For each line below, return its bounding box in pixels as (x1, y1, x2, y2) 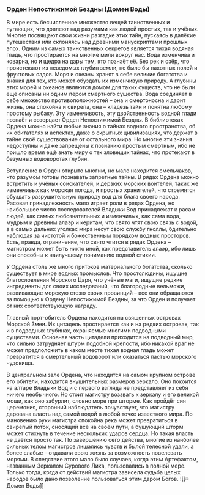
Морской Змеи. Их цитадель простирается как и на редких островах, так (6, 320, 199, 328)
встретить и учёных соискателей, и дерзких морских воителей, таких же (6, 180, 199, 188)
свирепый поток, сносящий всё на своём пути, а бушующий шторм (6, 424, 184, 431)
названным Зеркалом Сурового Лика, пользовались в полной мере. (6, 462, 186, 469)
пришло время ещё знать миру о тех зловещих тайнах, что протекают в (6, 148, 195, 156)
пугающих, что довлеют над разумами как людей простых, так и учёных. (6, 25, 199, 32)
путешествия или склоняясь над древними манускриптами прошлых (6, 38, 188, 46)
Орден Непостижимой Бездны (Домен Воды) (6, 5, 150, 13)
